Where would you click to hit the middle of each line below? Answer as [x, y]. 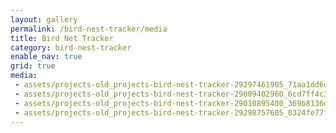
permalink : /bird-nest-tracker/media [89, 29]
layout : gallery [44, 19]
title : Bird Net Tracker [62, 38]
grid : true [33, 66]
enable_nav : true [46, 57]
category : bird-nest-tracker [71, 47]
